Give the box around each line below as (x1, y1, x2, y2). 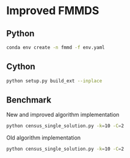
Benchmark (6, 95, 52, 105)
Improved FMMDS (6, 4, 99, 18)
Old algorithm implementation (6, 134, 81, 141)
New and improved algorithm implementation (6, 111, 120, 119)
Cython (6, 61, 35, 72)
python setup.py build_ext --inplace (6, 77, 103, 84)
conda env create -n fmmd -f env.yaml (6, 44, 105, 50)
